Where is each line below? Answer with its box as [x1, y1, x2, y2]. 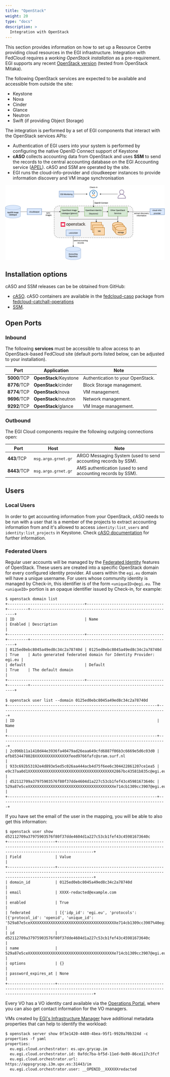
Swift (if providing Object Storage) [12, 118, 84, 124]
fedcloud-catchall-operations [12, 299, 74, 305]
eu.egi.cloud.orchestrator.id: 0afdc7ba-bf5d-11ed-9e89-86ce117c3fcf [10, 1051, 159, 1057]
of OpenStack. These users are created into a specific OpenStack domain [5, 564, 159, 570]
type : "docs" [5, 19, 33, 24]
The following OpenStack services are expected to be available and [5, 76, 146, 82]
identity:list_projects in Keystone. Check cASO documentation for [5, 529, 149, 535]
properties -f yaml [5, 1036, 47, 1042]
